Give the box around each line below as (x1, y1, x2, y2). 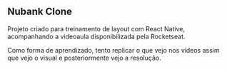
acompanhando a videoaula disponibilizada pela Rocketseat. (7, 32, 186, 41)
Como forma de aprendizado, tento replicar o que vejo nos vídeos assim (7, 46, 220, 54)
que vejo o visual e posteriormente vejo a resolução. (7, 53, 162, 62)
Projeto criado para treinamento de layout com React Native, (7, 24, 186, 33)
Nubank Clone (7, 6, 73, 18)
